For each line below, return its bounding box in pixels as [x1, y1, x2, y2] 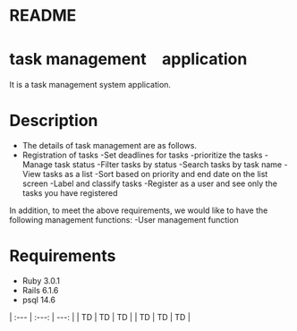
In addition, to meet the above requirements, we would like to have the [9, 205, 268, 216]
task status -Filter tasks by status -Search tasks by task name [55, 159, 283, 170]
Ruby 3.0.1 [21, 276, 61, 286]
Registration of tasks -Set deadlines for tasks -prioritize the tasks [21, 149, 263, 161]
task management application [9, 49, 248, 70]
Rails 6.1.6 [21, 285, 59, 295]
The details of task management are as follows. [21, 140, 197, 151]
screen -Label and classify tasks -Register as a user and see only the [21, 178, 277, 189]
